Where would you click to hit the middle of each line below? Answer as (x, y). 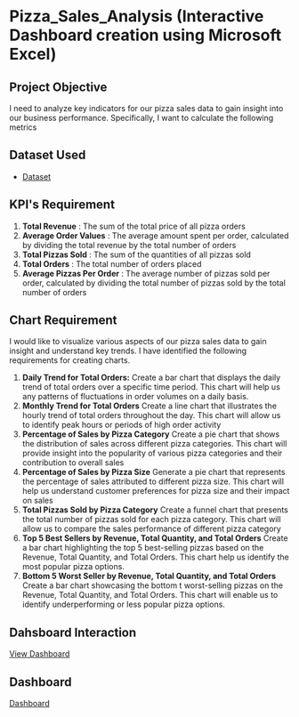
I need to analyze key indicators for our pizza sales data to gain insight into (146, 108)
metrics (23, 127)
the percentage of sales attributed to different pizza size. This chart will (153, 481)
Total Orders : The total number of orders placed (112, 263)
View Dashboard (40, 654)
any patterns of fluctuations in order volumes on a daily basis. (135, 397)
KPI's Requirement (62, 205)
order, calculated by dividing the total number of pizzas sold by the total (154, 283)
